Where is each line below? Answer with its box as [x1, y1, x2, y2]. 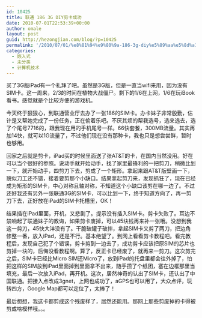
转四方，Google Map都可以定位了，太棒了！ [6, 285, 116, 292]
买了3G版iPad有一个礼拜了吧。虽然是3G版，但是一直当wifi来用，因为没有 [6, 82, 188, 89]
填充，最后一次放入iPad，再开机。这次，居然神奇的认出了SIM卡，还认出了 [6, 270, 191, 277]
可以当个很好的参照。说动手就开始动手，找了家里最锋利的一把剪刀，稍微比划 [6, 160, 196, 167]
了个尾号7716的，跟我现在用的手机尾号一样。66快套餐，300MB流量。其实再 [6, 124, 195, 132]
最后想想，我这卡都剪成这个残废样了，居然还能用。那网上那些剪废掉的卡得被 [6, 298, 196, 305]
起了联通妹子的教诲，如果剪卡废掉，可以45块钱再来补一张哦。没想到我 [16, 217, 192, 225]
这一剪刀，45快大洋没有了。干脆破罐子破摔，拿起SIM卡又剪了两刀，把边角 [6, 225, 191, 232]
